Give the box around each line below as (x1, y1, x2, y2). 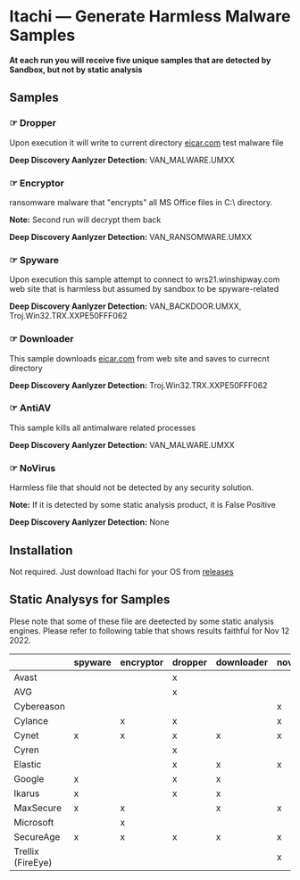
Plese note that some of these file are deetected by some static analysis (9, 616, 274, 627)
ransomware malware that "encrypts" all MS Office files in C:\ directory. (9, 196, 273, 207)
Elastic (13, 758, 42, 770)
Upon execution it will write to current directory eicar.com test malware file (9, 137, 284, 148)
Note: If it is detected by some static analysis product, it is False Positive (9, 500, 277, 511)
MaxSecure (13, 801, 62, 814)
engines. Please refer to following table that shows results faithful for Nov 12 (9, 625, 290, 635)
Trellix (13, 845, 39, 858)
